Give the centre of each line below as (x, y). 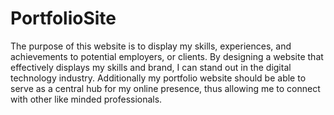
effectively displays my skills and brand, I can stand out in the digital (151, 67)
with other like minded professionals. (86, 99)
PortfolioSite (63, 18)
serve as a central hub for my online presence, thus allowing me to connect (165, 88)
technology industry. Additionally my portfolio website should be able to (158, 78)
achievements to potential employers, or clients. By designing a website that (167, 56)
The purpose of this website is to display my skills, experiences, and (151, 46)
